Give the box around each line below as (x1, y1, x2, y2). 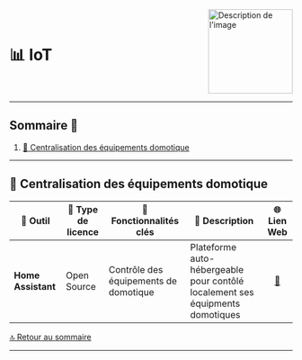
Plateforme (190, 240, 236, 253)
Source (66, 280, 96, 292)
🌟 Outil (21, 214, 50, 227)
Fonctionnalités (111, 214, 180, 227)
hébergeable (190, 263, 244, 275)
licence (67, 225, 99, 238)
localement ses (190, 285, 254, 298)
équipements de (108, 274, 178, 287)
